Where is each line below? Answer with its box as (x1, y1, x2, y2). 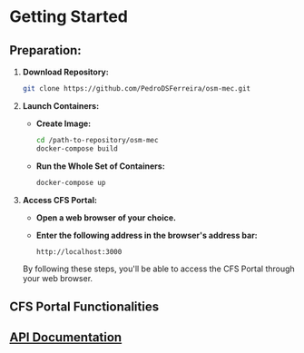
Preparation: (9, 43, 82, 58)
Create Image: (35, 118, 92, 129)
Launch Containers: (22, 100, 100, 111)
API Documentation (9, 329, 123, 346)
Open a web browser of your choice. (35, 211, 177, 223)
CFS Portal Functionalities (9, 299, 160, 314)
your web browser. (22, 272, 93, 283)
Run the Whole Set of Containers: (35, 161, 165, 172)
